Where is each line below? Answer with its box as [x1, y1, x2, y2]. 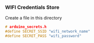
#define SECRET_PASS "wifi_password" [5, 34, 82, 39]
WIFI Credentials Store [5, 4, 59, 11]
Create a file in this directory [5, 15, 62, 21]
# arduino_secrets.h [5, 24, 47, 29]
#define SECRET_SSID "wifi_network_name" [5, 29, 91, 34]
